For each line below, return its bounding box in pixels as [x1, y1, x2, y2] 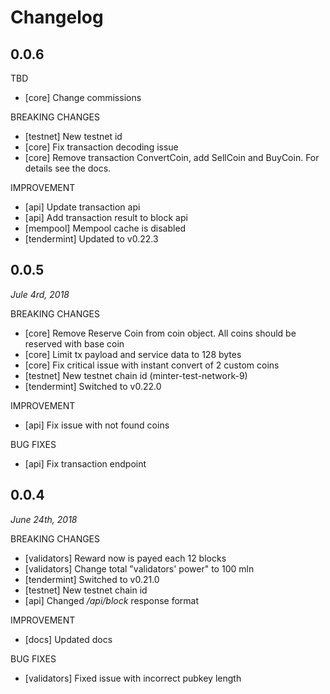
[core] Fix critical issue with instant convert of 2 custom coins [24, 359, 280, 371]
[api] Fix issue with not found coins [24, 419, 170, 431]
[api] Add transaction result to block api [24, 212, 188, 223]
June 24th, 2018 [10, 513, 78, 525]
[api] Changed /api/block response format [24, 594, 200, 606]
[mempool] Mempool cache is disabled [24, 222, 187, 234]
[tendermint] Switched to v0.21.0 [24, 573, 160, 585]
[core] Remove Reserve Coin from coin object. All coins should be [24, 327, 297, 339]
